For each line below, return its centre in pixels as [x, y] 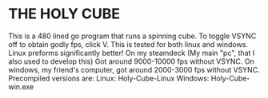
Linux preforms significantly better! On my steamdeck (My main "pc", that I [132, 53]
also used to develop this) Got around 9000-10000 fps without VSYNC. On [131, 61]
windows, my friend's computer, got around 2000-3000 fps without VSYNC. [134, 69]
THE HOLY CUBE [64, 14]
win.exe [21, 86]
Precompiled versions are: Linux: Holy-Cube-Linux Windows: [109, 78]
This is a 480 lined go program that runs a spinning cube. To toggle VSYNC [132, 36]
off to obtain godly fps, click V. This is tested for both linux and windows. [128, 44]
